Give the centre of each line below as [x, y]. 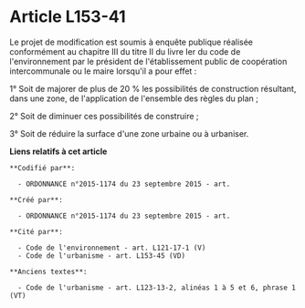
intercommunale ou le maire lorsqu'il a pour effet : [103, 71]
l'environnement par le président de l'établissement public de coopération [148, 61]
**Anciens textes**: [49, 272]
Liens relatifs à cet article [58, 151]
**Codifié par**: [42, 168]
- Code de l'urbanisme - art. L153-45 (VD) [101, 256]
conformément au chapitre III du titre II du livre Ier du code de [125, 51]
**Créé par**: [37, 200]
